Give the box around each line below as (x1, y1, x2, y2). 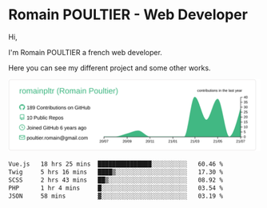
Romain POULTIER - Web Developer (8, 6, 248, 24)
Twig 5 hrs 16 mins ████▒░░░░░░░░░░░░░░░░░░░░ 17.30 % (8, 168, 224, 176)
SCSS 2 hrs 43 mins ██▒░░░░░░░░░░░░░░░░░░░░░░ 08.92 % (8, 176, 224, 184)
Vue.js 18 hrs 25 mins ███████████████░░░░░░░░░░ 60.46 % (8, 160, 224, 168)
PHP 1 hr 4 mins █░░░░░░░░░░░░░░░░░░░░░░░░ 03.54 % (8, 184, 224, 192)
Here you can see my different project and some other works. (8, 62, 211, 73)
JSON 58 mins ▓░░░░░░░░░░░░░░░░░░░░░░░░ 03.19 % (8, 192, 224, 200)
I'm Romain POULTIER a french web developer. (8, 47, 162, 57)
